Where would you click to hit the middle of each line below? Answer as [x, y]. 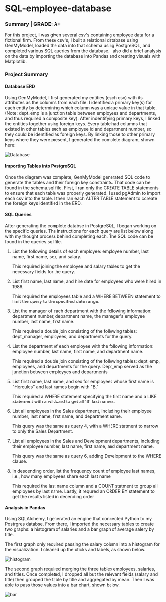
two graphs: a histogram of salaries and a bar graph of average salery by [80, 529]
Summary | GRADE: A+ [33, 24]
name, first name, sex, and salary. [47, 257]
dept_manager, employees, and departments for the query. [72, 337]
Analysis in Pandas [25, 507]
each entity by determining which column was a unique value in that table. [81, 108]
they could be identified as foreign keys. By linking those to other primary [80, 134]
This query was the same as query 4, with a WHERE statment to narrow [85, 426]
